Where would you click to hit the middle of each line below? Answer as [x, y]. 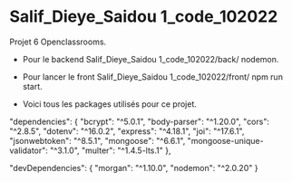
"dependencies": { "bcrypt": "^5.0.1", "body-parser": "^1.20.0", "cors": [140, 121]
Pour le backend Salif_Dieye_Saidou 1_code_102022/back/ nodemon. [151, 59]
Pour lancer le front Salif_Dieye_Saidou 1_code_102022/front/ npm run [153, 77]
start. [32, 86]
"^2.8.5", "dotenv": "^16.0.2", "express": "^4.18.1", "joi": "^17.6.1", [127, 131]
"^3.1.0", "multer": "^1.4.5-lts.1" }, [110, 150]
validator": [29, 150]
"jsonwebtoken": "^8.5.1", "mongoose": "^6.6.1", [97, 140]
